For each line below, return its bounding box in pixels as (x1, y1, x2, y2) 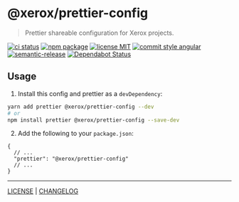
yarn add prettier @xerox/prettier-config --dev (7, 103, 154, 110)
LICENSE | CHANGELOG (7, 187, 79, 196)
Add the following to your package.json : (17, 129, 134, 138)
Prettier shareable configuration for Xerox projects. (24, 28, 174, 37)
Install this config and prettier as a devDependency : (17, 89, 163, 97)
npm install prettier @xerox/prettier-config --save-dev (7, 116, 180, 124)
